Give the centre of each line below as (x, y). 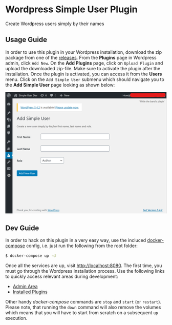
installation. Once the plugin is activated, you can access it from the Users (84, 74)
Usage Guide (26, 40)
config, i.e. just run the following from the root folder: (82, 246)
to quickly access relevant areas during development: (62, 276)
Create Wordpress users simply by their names (55, 24)
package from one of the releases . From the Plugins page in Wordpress (81, 57)
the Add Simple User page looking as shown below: (60, 85)
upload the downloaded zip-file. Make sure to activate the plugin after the (83, 68)
